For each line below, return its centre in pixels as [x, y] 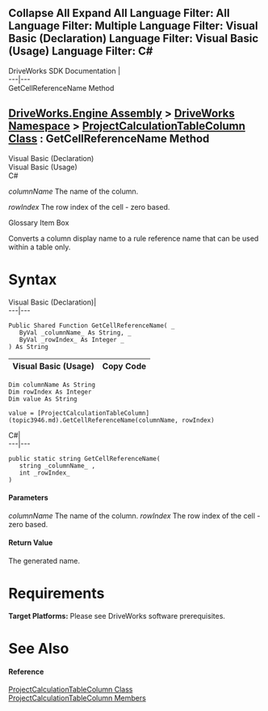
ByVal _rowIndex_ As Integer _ [72, 339]
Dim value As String [43, 399]
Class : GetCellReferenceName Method [109, 139]
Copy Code [124, 366]
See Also [39, 649]
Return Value [31, 543]
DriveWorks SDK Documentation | [65, 70]
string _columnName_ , [57, 466]
